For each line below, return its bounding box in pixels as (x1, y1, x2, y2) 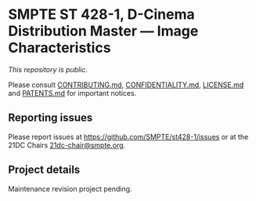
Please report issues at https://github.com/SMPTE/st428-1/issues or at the (8, 132, 249, 141)
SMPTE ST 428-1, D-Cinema (8, 5, 195, 24)
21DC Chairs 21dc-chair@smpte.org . (8, 140, 126, 150)
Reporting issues (8, 111, 93, 125)
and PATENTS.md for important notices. (8, 88, 137, 97)
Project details (8, 163, 81, 177)
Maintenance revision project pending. (8, 184, 132, 193)
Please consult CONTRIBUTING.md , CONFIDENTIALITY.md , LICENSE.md (8, 80, 244, 90)
